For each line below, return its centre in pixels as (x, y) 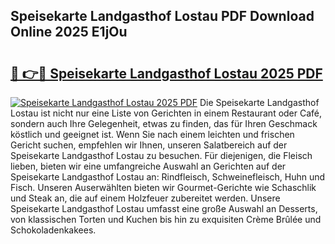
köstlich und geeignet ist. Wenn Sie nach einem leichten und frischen (152, 134)
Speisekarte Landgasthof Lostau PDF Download (162, 16)
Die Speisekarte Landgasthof (259, 102)
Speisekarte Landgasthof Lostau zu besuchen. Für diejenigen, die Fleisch (161, 155)
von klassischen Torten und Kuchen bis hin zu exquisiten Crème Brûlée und (166, 219)
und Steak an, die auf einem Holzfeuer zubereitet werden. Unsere (145, 198)
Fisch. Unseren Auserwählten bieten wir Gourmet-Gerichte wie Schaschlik (163, 187)
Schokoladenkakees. (53, 230)
